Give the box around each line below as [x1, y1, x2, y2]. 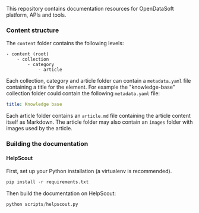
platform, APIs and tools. [6, 11, 67, 18]
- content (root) [6, 51, 49, 57]
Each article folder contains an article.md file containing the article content [6, 112, 191, 120]
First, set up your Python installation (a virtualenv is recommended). [6, 168, 172, 175]
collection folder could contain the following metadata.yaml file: [6, 90, 160, 97]
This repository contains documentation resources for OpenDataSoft [6, 5, 174, 12]
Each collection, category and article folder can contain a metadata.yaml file [6, 77, 191, 84]
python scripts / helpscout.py [6, 202, 78, 208]
